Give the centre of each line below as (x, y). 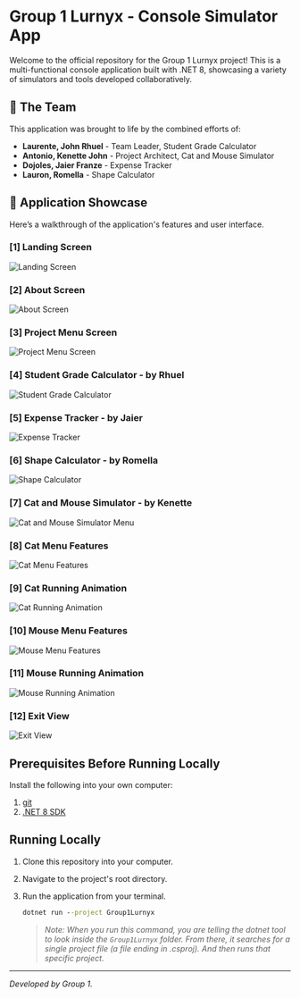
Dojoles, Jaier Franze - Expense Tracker (97, 165)
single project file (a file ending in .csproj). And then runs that (157, 948)
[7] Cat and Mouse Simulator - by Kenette (101, 503)
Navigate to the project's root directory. (95, 878)
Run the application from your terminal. (94, 896)
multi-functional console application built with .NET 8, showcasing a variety (148, 70)
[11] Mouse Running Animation (77, 674)
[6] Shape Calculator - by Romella (84, 460)
